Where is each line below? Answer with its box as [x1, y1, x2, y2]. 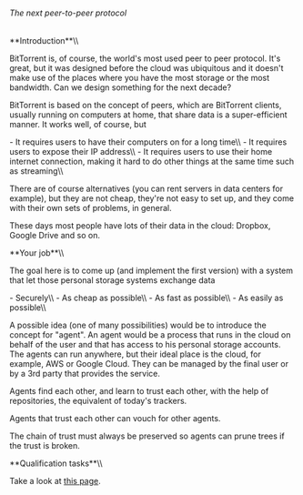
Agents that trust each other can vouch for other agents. [9, 413, 221, 424]
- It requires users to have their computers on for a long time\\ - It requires [9, 136, 288, 147]
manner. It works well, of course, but [9, 119, 147, 130]
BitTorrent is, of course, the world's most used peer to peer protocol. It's [9, 53, 281, 64]
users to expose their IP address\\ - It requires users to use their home [9, 146, 273, 157]
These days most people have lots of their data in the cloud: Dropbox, [9, 220, 271, 231]
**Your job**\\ [9, 247, 65, 258]
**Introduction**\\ [9, 35, 79, 46]
